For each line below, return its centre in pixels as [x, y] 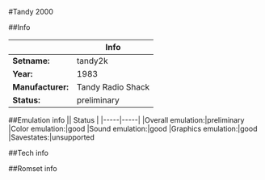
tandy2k [92, 61]
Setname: [31, 61]
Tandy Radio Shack [113, 87]
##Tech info [28, 153]
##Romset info [33, 168]
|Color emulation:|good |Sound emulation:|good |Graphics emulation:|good [133, 129]
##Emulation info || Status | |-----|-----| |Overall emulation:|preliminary [126, 120]
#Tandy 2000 [31, 12]
